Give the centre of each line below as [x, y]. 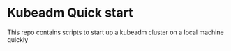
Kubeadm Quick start [70, 13]
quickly [18, 39]
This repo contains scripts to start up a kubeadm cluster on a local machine [116, 32]
